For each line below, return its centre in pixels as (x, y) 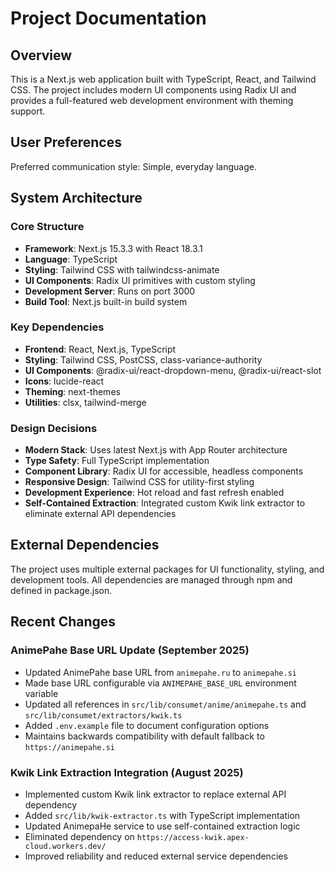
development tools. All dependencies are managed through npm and (151, 579)
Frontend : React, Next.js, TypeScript (100, 349)
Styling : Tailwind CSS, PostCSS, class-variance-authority (143, 359)
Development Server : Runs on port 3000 (110, 291)
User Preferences (66, 142)
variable (41, 693)
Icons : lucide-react (64, 381)
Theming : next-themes (72, 391)
